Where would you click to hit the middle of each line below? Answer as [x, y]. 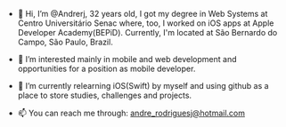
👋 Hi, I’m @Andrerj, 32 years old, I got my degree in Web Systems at [143, 14]
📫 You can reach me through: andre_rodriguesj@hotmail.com [131, 113]
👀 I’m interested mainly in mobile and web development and [127, 59]
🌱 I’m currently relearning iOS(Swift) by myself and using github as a [143, 86]
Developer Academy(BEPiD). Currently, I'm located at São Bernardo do [147, 32]
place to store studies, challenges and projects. [105, 95]
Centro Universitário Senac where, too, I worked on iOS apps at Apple [146, 23]
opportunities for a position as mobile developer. [106, 68]
